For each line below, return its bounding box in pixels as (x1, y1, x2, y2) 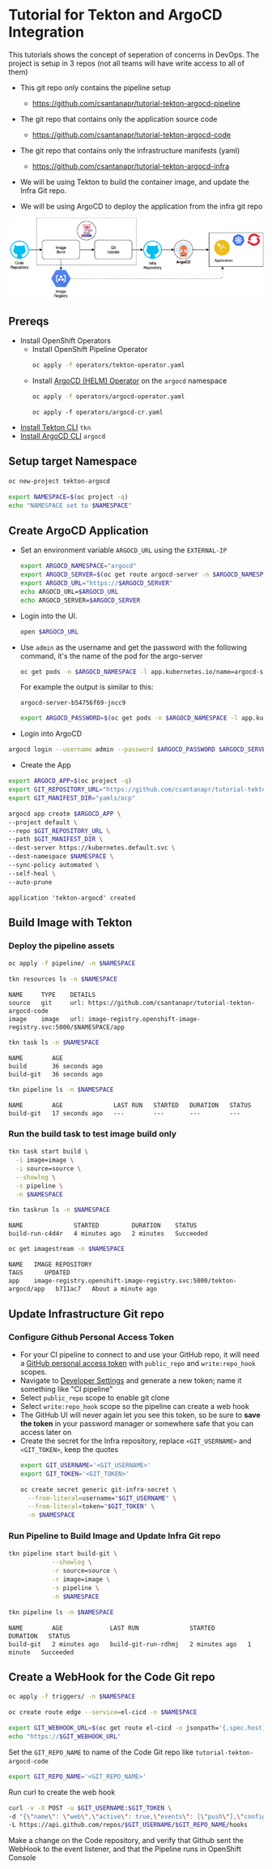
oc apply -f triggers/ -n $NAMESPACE (8, 1693, 136, 1701)
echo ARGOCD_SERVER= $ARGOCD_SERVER (19, 596, 141, 604)
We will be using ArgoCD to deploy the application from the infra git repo (19, 201, 263, 211)
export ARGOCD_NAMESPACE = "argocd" (19, 562, 137, 570)
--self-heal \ (8, 870, 57, 878)
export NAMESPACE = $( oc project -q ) (8, 492, 129, 501)
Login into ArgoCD (19, 728, 83, 739)
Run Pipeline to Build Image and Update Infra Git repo (8, 1531, 221, 1542)
